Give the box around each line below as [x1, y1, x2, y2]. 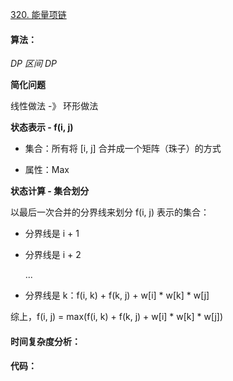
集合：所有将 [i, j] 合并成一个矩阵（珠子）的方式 [24, 143, 222, 155]
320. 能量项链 [10, 9, 67, 20]
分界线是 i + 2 [24, 249, 82, 261]
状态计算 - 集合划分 [10, 185, 90, 197]
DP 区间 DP [10, 58, 57, 70]
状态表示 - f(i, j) [10, 121, 74, 133]
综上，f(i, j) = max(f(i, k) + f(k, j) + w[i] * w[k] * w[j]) [10, 311, 224, 323]
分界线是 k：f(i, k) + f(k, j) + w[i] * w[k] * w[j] [24, 289, 210, 302]
